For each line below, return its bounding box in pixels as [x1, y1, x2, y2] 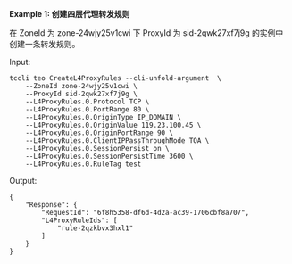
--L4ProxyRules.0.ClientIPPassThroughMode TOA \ [25, 136, 210, 145]
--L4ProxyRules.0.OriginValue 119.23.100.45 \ [25, 120, 202, 129]
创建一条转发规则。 [9, 39, 80, 49]
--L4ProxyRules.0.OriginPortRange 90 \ [25, 128, 174, 137]
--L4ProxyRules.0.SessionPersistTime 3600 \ [25, 152, 194, 161]
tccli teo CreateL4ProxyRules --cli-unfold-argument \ [9, 74, 221, 83]
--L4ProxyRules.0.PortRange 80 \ [25, 105, 150, 114]
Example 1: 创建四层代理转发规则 [9, 9, 130, 19]
